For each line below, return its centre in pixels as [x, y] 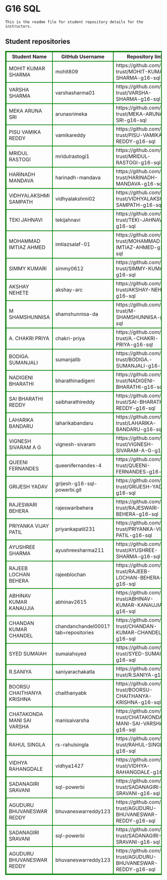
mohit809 [67, 71]
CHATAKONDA [26, 714]
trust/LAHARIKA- [136, 423]
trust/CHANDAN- [136, 626]
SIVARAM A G [25, 447]
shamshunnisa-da [77, 314]
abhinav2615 [71, 602]
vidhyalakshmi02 [75, 198]
